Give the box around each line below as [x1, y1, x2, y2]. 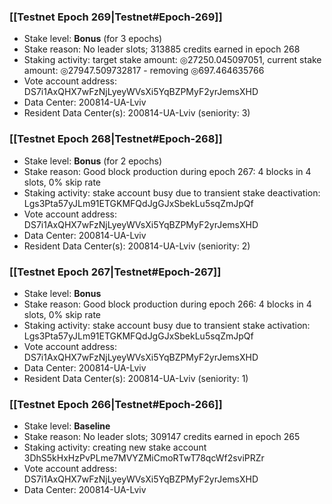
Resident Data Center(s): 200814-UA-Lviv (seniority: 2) [23, 240, 251, 252]
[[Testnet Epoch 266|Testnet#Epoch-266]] [9, 397, 223, 411]
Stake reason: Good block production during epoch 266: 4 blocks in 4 [23, 298, 312, 310]
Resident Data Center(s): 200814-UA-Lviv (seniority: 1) [23, 372, 249, 384]
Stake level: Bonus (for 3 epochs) [23, 33, 163, 45]
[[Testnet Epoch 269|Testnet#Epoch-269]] [9, 10, 223, 24]
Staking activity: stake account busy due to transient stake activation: [23, 319, 311, 331]
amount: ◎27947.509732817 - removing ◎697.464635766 [23, 65, 265, 77]
